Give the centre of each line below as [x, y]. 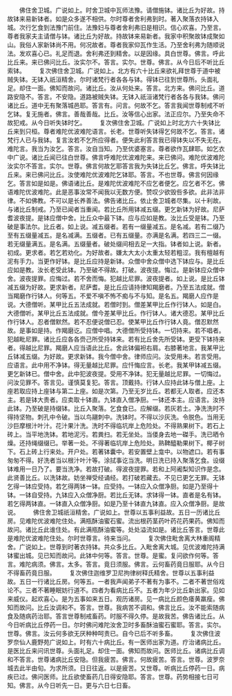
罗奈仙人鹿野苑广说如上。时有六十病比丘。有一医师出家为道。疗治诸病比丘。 [116, 642]
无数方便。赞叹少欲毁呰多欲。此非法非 [170, 192]
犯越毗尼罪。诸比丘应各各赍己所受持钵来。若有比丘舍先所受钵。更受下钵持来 [116, 339]
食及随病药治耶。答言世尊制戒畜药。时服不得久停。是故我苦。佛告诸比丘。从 [116, 616]
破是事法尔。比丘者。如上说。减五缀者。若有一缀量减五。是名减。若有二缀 [113, 226]
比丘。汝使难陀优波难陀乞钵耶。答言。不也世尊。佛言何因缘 [134, 175]
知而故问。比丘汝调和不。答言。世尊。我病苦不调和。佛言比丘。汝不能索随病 [116, 607]
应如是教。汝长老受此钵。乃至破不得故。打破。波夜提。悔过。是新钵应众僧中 [116, 270]
